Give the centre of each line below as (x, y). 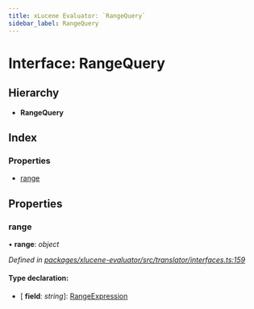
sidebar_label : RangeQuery (54, 23)
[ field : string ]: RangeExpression (74, 296)
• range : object (34, 244)
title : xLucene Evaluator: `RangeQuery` (77, 16)
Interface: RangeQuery (87, 63)
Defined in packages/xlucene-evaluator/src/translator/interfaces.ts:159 (127, 260)
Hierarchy (34, 93)
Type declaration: (39, 278)
